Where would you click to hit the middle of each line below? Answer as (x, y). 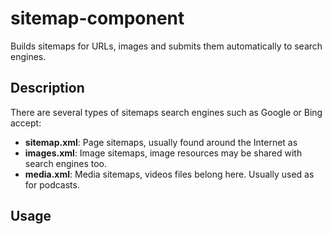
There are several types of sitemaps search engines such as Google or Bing (166, 112)
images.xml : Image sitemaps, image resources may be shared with (163, 153)
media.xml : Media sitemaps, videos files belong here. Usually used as (169, 174)
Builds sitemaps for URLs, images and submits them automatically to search (166, 46)
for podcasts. (52, 184)
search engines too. (66, 163)
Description (47, 88)
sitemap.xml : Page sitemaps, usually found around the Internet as (161, 142)
